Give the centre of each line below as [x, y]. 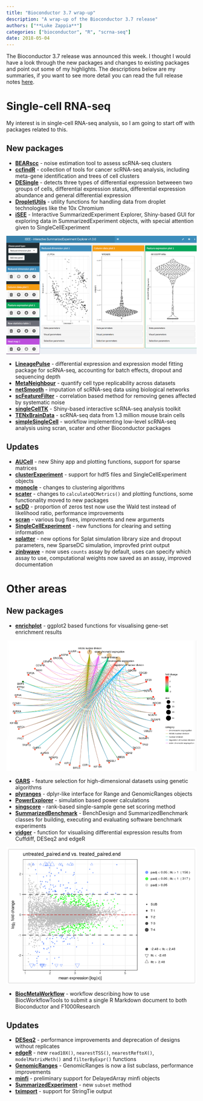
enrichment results [38, 632]
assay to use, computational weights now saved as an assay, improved [103, 558]
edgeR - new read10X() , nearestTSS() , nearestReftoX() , [84, 1053]
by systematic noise [40, 402]
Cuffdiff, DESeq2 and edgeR [50, 839]
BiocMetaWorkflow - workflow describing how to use [82, 993]
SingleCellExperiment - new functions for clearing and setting [93, 525]
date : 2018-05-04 [28, 38]
